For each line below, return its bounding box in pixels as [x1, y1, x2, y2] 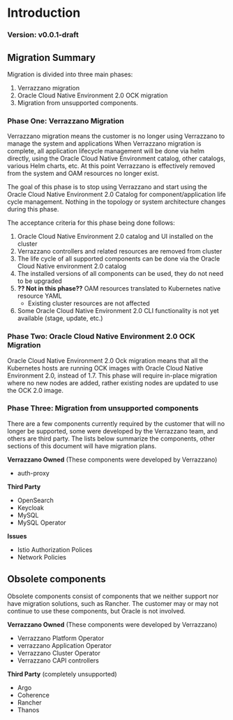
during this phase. [7, 205, 59, 214]
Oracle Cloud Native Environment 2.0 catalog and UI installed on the [17, 233, 213, 241]
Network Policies [17, 553, 66, 561]
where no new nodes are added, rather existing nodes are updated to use [7, 378, 218, 387]
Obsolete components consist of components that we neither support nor [7, 592, 218, 600]
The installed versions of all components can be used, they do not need [17, 270, 224, 278]
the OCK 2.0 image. [7, 386, 64, 394]
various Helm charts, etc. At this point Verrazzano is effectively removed [7, 162, 216, 170]
